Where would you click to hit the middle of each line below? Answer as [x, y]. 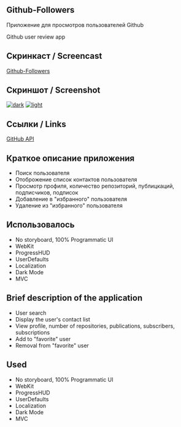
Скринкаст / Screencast [54, 56]
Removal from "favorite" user [52, 345]
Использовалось [40, 225]
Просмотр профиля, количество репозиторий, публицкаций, [95, 186]
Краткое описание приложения [71, 158]
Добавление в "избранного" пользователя [71, 199]
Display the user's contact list [53, 319]
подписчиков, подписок [47, 193]
